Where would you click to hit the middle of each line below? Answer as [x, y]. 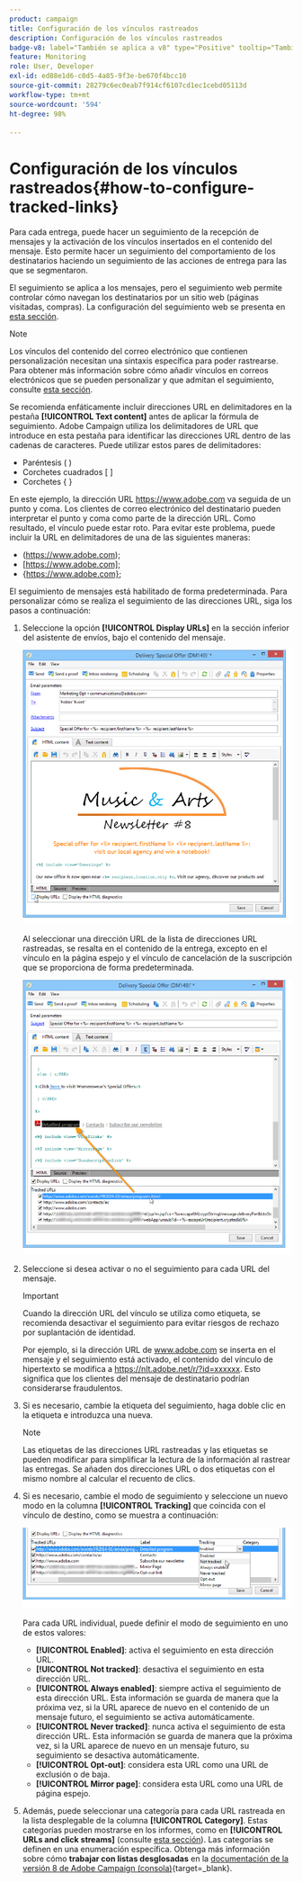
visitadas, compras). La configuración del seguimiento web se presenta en [147, 307]
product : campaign [44, 19]
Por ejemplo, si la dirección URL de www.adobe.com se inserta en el [149, 1350]
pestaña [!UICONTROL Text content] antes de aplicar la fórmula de [134, 417]
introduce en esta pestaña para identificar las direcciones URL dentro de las [150, 435]
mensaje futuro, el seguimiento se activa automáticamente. [145, 1717]
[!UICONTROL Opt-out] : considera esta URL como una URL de [152, 1765]
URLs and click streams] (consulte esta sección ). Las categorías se [148, 1840]
